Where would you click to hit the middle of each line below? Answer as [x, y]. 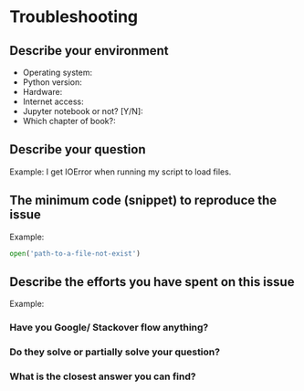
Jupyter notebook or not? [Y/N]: [83, 111]
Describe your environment [89, 51]
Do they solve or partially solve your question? [115, 352]
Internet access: [53, 101]
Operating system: [58, 72]
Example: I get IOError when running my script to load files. [121, 172]
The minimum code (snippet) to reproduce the [143, 201]
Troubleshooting [74, 17]
